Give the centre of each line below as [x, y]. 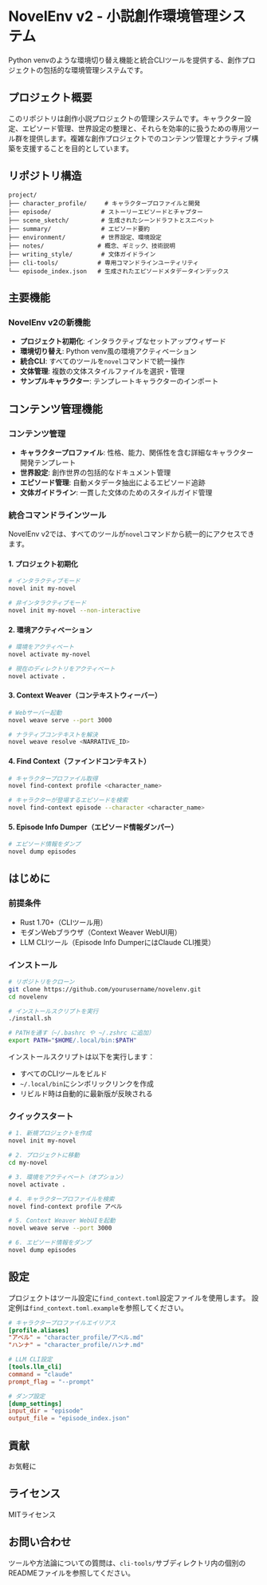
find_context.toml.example [74, 1308]
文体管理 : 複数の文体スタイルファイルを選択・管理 [102, 371]
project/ [23, 195]
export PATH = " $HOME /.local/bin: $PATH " [73, 1041]
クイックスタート [41, 1117]
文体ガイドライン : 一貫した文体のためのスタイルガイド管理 [116, 492]
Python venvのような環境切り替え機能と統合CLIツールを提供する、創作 [125, 60]
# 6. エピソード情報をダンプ [50, 1243]
